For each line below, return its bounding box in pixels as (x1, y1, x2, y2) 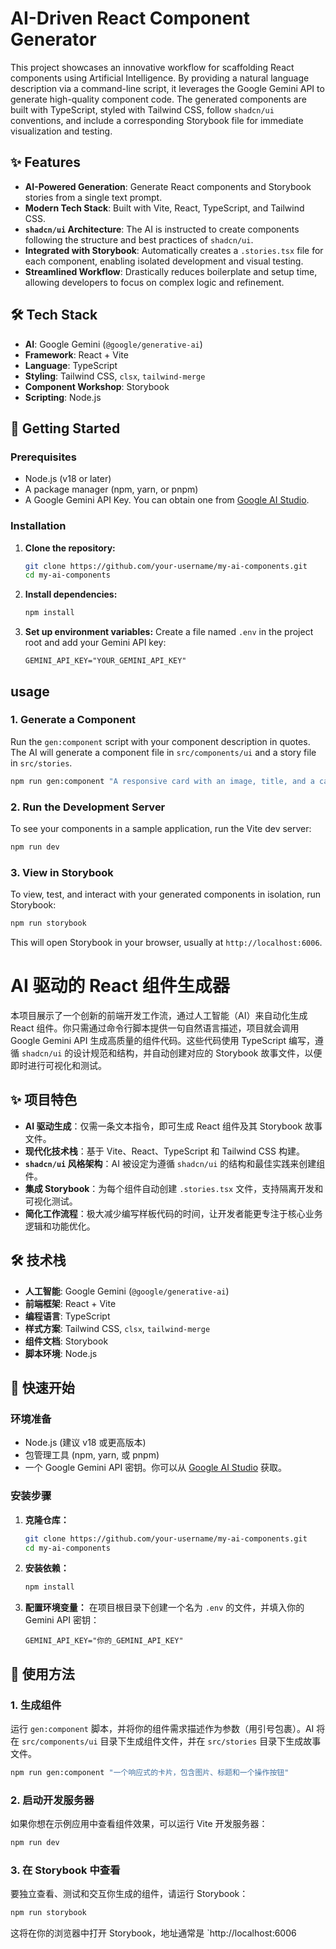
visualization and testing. (10, 125, 113, 137)
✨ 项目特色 (10, 1092, 78, 1109)
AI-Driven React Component (10, 7, 250, 30)
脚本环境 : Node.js (24, 1347, 98, 1359)
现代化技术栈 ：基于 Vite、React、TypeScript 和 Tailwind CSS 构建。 (24, 1145, 305, 1157)
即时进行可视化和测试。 (10, 1060, 107, 1072)
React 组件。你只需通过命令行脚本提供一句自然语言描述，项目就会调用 (10, 1022, 300, 1034)
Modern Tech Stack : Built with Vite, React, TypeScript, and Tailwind (24, 202, 305, 214)
